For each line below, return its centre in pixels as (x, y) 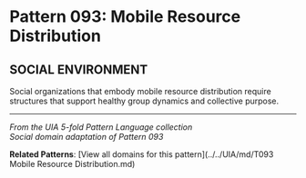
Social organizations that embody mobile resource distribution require (140, 91)
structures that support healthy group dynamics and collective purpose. (144, 101)
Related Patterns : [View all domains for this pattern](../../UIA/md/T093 (142, 154)
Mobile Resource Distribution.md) (72, 164)
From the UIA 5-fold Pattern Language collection (101, 127)
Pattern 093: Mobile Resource (125, 17)
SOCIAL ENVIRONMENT (79, 69)
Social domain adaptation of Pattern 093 (87, 137)
